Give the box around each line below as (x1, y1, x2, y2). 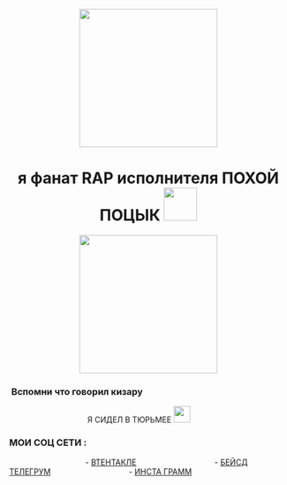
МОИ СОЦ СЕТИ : (9, 436, 87, 449)
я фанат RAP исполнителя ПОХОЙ (17, 168, 280, 189)
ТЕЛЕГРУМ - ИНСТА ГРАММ (9, 466, 193, 477)
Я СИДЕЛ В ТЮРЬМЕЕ (87, 414, 172, 425)
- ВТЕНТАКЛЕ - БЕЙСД (85, 457, 249, 467)
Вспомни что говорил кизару (11, 385, 143, 397)
